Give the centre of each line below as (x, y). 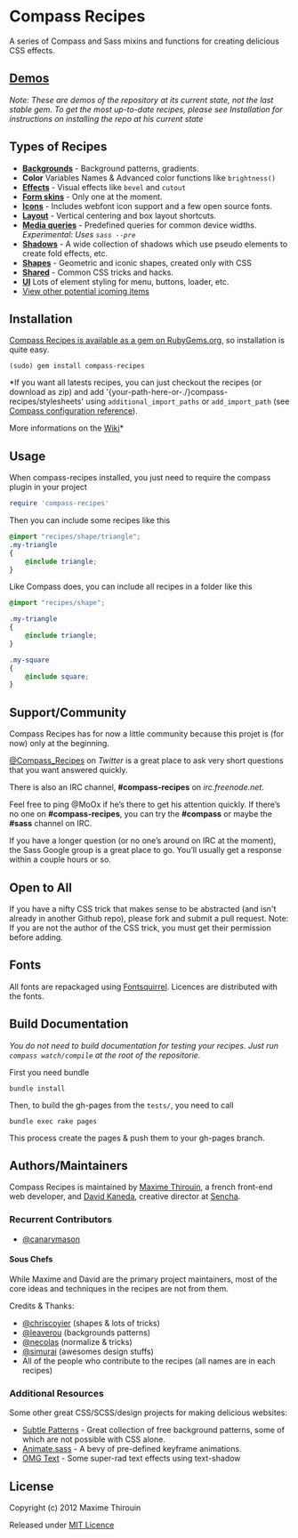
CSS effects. (32, 50)
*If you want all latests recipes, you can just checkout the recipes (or (136, 382)
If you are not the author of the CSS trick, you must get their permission (140, 928)
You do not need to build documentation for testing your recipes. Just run (144, 1045)
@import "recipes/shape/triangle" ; (75, 537)
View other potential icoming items (85, 291)
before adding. (36, 937)
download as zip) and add (57, 392)
